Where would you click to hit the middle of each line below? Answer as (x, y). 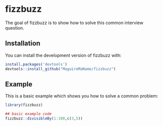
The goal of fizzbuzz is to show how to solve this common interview (74, 23)
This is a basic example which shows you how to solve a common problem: (81, 96)
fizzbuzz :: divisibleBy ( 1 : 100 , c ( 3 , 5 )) (44, 119)
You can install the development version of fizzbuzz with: (63, 55)
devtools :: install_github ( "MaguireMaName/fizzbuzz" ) (61, 69)
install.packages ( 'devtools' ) (36, 64)
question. (15, 28)
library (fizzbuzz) (24, 105)
